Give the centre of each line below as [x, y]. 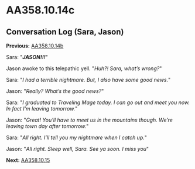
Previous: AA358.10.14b [35, 46]
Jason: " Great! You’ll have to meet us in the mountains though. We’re [89, 120]
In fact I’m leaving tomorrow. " [42, 108]
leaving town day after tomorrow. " [47, 126]
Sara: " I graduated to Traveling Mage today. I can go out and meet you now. [98, 102]
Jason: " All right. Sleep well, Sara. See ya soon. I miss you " [78, 149]
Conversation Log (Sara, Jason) [65, 32]
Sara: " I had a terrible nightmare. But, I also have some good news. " [88, 80]
